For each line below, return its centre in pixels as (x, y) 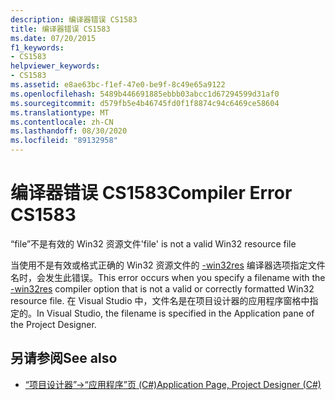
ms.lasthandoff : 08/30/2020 (69, 131)
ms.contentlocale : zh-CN (62, 122)
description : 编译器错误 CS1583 (74, 19)
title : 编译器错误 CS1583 (60, 29)
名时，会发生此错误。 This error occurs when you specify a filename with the (168, 277)
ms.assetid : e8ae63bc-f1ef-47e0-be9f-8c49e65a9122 (118, 85)
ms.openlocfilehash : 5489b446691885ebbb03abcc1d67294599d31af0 (145, 94)
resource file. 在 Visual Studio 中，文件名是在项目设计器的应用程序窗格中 (160, 300)
